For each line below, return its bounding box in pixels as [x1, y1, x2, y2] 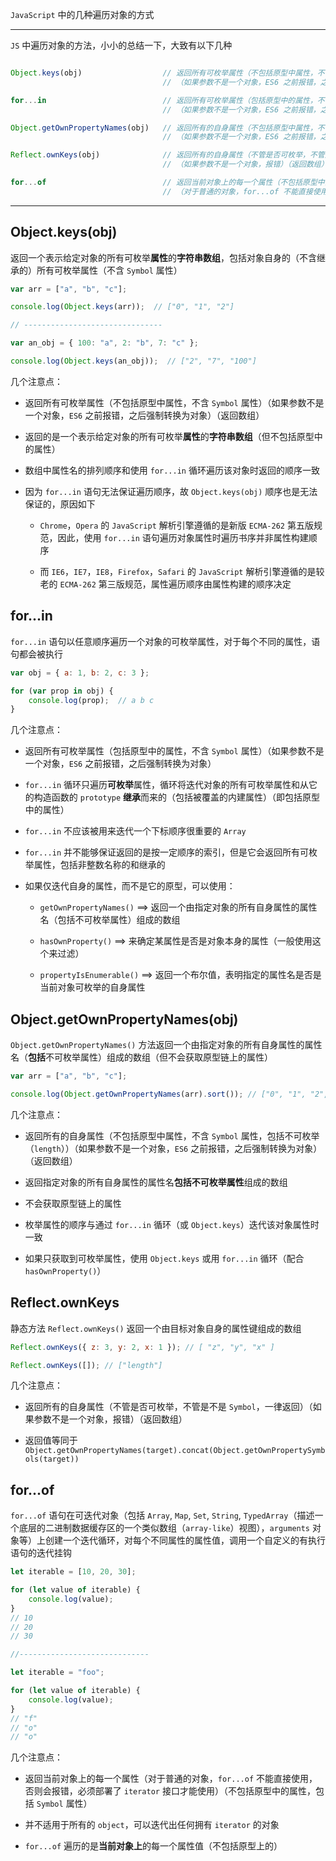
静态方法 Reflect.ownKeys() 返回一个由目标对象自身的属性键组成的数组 [10, 1322, 302, 1334]
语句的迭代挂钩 [10, 1547, 72, 1559]
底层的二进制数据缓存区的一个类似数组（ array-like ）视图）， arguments [18, 1522, 311, 1534]
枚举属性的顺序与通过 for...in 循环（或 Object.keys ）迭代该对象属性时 [24, 1218, 320, 1230]
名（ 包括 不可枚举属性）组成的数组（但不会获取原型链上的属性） [10, 1051, 273, 1063]
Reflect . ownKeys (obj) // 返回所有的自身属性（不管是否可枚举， [10, 150, 310, 160]
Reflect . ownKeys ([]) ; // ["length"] [10, 1360, 163, 1370]
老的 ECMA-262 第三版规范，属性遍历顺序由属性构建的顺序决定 [39, 578, 292, 590]
